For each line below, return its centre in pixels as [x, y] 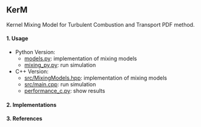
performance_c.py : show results [65, 91]
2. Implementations [31, 105]
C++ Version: [32, 72]
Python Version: [35, 52]
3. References [24, 118]
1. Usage [17, 38]
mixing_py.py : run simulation [60, 65]
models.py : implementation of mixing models [80, 59]
